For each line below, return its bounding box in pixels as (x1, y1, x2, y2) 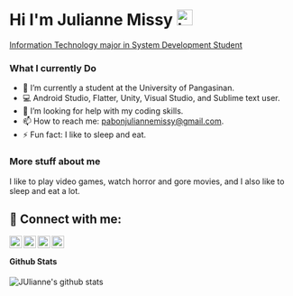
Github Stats (9, 255, 58, 266)
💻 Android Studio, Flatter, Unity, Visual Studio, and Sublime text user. (22, 93, 281, 104)
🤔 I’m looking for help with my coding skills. (22, 106, 184, 116)
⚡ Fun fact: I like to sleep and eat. (22, 129, 147, 140)
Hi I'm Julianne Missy (9, 10, 173, 31)
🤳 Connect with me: (9, 211, 122, 227)
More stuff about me (9, 155, 101, 168)
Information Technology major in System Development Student (9, 39, 243, 50)
